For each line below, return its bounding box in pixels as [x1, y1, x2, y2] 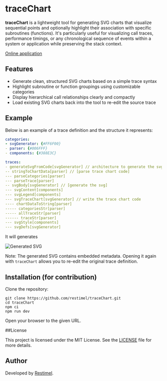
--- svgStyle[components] [5, 220, 59, 225]
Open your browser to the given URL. [5, 318, 82, 324]
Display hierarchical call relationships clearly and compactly [12, 94, 135, 100]
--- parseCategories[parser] [5, 173, 66, 179]
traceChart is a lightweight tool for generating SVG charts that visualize [5, 19, 152, 25]
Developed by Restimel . [5, 370, 54, 376]
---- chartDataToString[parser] [5, 201, 72, 206]
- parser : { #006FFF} [5, 146, 48, 151]
